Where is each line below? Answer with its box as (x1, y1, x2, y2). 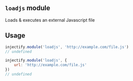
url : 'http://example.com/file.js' (14, 63, 87, 68)
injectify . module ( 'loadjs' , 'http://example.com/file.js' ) (5, 44, 129, 49)
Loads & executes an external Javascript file (5, 17, 95, 23)
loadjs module (5, 4, 50, 12)
